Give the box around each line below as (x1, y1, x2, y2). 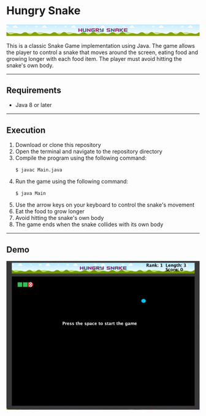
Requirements (6, 85, 61, 95)
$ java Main (15, 190, 46, 197)
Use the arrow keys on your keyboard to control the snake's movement (15, 201, 195, 209)
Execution (6, 125, 46, 135)
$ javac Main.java (15, 167, 63, 173)
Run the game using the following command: (15, 178, 129, 185)
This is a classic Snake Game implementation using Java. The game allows (6, 42, 195, 49)
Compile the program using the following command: (15, 154, 147, 162)
